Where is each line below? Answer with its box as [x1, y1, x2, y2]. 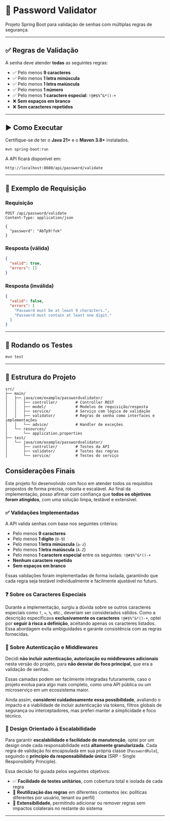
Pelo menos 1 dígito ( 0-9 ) [12, 536, 65, 542]
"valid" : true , [10, 261, 42, 266]
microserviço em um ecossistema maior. [5, 687, 90, 693]
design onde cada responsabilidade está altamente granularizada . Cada [5, 742, 157, 748]
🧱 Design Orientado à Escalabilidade [5, 725, 96, 732]
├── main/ [5, 391, 26, 396]
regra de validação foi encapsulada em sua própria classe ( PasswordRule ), [5, 748, 159, 754]
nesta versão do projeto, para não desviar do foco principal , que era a [5, 661, 153, 667]
